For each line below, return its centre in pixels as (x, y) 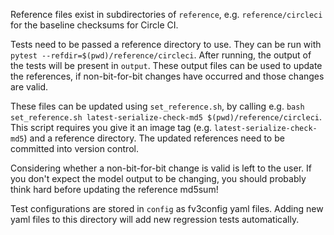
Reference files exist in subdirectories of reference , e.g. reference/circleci (166, 14)
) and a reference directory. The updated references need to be (154, 138)
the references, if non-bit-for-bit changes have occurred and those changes (167, 76)
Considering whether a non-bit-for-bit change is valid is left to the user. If (161, 168)
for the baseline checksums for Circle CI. (94, 25)
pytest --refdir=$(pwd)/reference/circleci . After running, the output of (161, 55)
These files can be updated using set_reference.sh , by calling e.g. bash (157, 106)
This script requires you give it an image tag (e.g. (111, 127)
